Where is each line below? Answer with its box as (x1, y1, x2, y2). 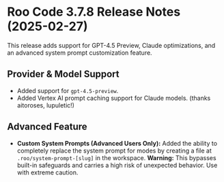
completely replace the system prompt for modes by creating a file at (16, 146, 212, 155)
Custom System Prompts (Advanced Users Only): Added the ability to (16, 139, 217, 147)
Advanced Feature (7, 121, 87, 133)
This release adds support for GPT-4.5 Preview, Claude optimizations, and (7, 41, 216, 49)
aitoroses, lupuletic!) (16, 101, 75, 109)
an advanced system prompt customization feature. (7, 49, 152, 57)
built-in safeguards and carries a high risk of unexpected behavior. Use (16, 161, 218, 169)
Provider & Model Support (7, 68, 120, 80)
